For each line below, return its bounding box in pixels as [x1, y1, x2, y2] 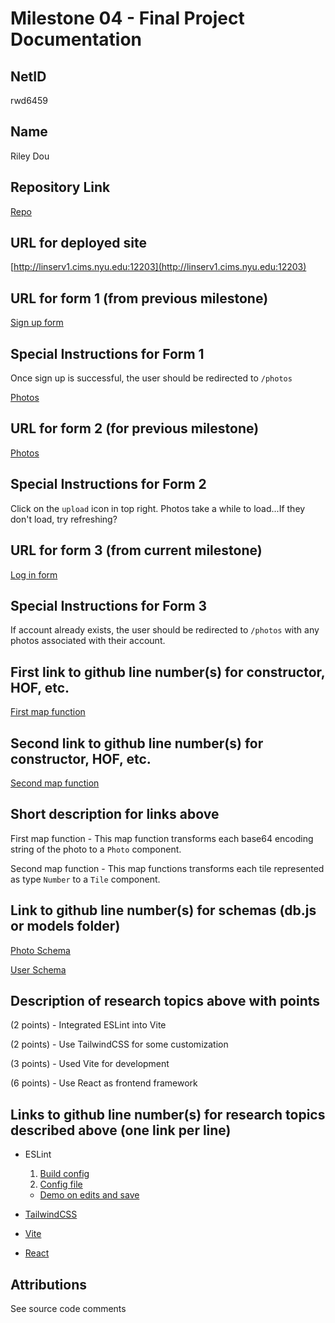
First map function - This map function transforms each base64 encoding [10, 832, 314, 844]
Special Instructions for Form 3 [10, 597, 208, 614]
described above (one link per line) [10, 1122, 232, 1139]
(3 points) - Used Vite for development [10, 1058, 170, 1070]
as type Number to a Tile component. [10, 873, 161, 885]
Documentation [10, 28, 143, 51]
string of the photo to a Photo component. [10, 843, 182, 855]
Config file [39, 1178, 83, 1191]
